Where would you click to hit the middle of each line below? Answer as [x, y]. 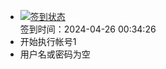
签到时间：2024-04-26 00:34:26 [88, 29]
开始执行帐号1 [48, 41]
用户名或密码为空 [55, 54]
